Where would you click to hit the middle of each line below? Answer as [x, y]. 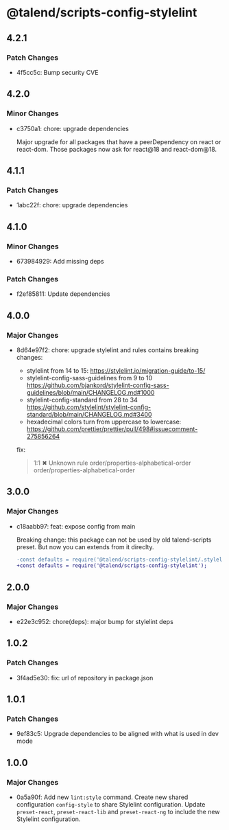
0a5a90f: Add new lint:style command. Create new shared [102, 797]
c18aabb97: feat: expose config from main [76, 526]
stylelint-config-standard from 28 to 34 [82, 400]
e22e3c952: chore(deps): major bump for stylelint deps [95, 622]
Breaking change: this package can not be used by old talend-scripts [114, 540]
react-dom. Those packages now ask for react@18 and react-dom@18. [117, 149]
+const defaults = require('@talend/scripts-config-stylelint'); [111, 566]
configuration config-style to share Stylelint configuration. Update [111, 805]
